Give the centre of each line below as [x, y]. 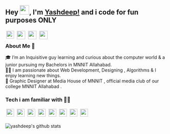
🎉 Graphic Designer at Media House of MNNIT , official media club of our [82, 81]
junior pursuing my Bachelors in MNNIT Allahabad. [59, 65]
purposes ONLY [31, 20]
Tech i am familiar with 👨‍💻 [38, 100]
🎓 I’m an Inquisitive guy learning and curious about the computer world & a [85, 57]
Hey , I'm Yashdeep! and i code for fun [72, 13]
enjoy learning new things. [33, 76]
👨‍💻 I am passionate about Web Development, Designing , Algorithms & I [81, 70]
